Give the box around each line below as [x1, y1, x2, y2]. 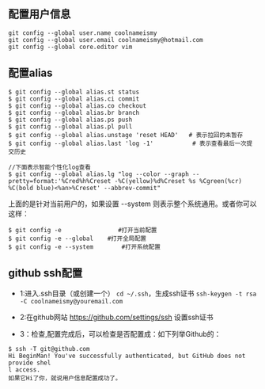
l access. [8, 366, 41, 374]
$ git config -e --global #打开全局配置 [8, 235, 146, 242]
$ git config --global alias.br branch [8, 109, 140, 116]
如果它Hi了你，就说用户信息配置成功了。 [8, 375, 122, 383]
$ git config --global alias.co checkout [8, 101, 147, 109]
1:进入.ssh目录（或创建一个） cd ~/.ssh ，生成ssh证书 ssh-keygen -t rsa [19, 288, 257, 299]
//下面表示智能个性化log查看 [8, 163, 91, 171]
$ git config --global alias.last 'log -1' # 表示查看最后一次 [8, 139, 247, 147]
